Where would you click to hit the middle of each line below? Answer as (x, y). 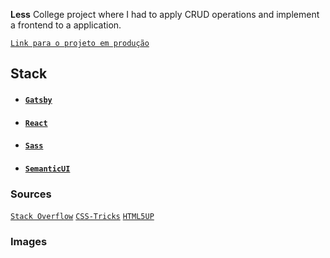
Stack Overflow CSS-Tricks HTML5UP (82, 217)
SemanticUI (47, 169)
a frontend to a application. (66, 25)
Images (29, 241)
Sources (31, 194)
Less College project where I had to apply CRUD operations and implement (165, 14)
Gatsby (38, 100)
